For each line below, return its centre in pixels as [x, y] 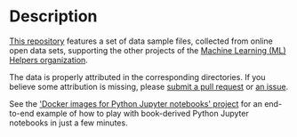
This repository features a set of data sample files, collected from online [141, 41]
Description [53, 16]
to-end [22, 113]
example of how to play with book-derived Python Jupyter [142, 113]
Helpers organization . [49, 60]
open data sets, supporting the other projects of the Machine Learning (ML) [148, 50]
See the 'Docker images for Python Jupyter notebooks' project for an [136, 103]
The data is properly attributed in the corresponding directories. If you [137, 77]
